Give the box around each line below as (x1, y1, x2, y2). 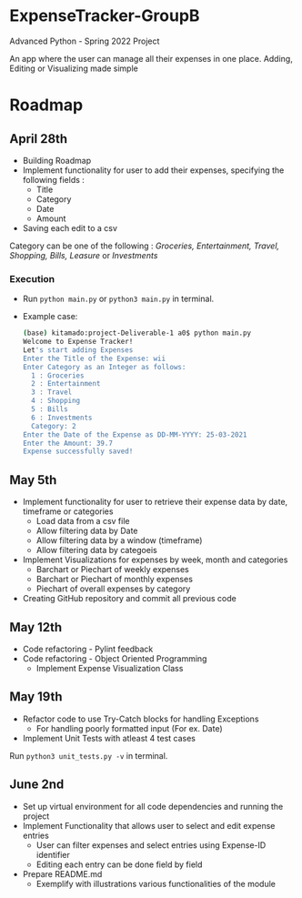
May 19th (9, 689, 63, 705)
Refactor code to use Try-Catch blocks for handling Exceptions (22, 713, 259, 724)
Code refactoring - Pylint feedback (22, 643, 154, 654)
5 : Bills (31, 405, 68, 414)
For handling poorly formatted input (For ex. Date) (35, 722, 223, 733)
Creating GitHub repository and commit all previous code (22, 593, 237, 604)
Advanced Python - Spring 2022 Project (9, 35, 160, 46)
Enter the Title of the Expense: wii (22, 354, 166, 363)
